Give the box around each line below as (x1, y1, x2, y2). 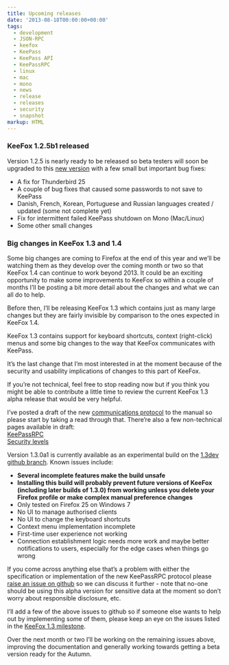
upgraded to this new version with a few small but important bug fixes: (7, 164, 206, 172)
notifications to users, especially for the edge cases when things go (16, 544, 209, 553)
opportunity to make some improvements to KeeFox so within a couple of (7, 276, 214, 284)
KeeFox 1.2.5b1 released (7, 142, 89, 151)
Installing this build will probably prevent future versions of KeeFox (16, 479, 213, 487)
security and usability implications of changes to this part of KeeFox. (7, 367, 201, 375)
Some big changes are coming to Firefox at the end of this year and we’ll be (7, 254, 221, 262)
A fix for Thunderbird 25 (16, 177, 86, 185)
